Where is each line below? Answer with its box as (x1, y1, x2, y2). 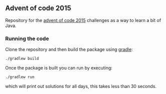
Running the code (5, 35, 49, 42)
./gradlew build (5, 56, 39, 61)
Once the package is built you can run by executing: (5, 65, 112, 71)
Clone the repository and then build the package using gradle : (5, 46, 133, 52)
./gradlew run (5, 74, 35, 79)
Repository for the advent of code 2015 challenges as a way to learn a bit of (5, 17, 161, 23)
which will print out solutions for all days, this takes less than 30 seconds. (5, 83, 156, 89)
